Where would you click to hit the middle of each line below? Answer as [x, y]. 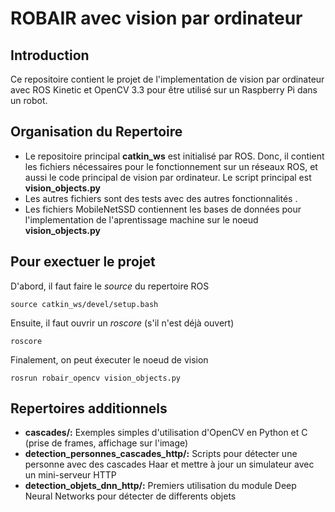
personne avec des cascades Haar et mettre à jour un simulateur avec [169, 464]
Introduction [50, 55]
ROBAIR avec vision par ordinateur [156, 18]
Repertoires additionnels [89, 408]
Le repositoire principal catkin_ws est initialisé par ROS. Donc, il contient [174, 156]
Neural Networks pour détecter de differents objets [130, 496]
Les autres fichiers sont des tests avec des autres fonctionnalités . [161, 198]
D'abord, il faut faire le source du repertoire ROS [110, 286]
